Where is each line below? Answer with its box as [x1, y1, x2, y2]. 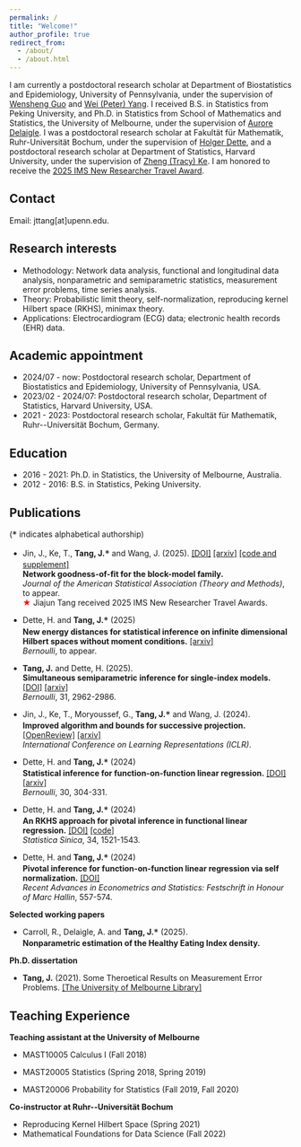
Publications [9, 504, 82, 521]
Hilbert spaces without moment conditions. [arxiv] [21, 635, 214, 646]
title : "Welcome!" [9, 22, 78, 31]
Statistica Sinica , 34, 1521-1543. [21, 835, 141, 845]
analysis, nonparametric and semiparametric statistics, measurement [21, 275, 278, 285]
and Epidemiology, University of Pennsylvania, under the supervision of [9, 89, 273, 100]
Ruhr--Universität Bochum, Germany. [21, 419, 159, 431]
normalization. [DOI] [21, 872, 100, 884]
